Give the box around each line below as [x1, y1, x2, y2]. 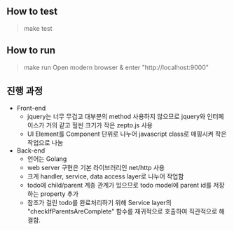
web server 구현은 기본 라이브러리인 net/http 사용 [27, 164, 165, 172]
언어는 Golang [27, 155, 67, 163]
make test [23, 24, 53, 32]
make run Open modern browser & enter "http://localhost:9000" [23, 63, 209, 71]
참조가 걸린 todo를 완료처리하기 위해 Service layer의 [27, 199, 172, 207]
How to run [6, 45, 56, 57]
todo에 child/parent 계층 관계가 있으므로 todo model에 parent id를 [27, 181, 212, 190]
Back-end [16, 146, 46, 155]
